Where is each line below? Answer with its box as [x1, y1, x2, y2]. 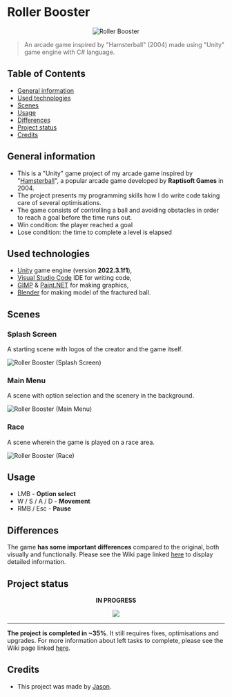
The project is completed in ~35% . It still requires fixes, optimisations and [7, 629, 219, 637]
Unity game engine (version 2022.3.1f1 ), [17, 266, 133, 274]
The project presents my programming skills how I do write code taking [17, 191, 220, 200]
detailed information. [7, 558, 66, 566]
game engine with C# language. [23, 48, 115, 56]
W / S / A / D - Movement [17, 497, 91, 506]
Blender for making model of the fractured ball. [17, 288, 151, 297]
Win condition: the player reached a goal [17, 220, 133, 229]
